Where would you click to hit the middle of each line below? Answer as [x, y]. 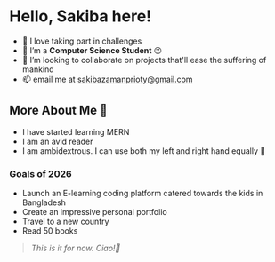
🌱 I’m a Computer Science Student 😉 [92, 50]
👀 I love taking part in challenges [82, 41]
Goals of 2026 [41, 173]
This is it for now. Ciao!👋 [76, 248]
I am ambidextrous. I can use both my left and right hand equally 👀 [144, 151]
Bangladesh [44, 202]
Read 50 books [50, 231]
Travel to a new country [65, 222]
